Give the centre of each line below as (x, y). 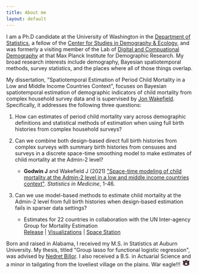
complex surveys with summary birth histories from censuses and (95, 147)
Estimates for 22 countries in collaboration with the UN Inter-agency (107, 219)
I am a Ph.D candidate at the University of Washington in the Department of (98, 36)
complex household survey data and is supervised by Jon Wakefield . (90, 99)
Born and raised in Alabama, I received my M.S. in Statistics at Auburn (92, 243)
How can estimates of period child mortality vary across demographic (100, 116)
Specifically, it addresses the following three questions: (74, 105)
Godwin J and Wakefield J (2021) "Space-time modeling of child (103, 171)
